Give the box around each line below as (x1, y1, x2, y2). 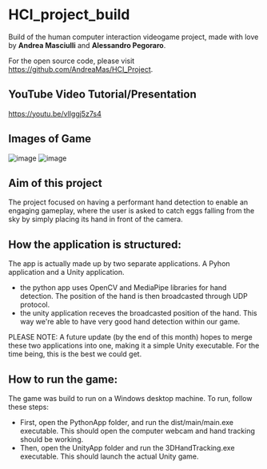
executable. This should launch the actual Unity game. (19, 451, 199, 461)
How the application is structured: (8, 237, 181, 251)
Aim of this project (8, 176, 102, 189)
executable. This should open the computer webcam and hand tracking (19, 426, 256, 435)
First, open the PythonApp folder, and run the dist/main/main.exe (19, 418, 234, 427)
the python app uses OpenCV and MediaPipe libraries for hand (19, 283, 227, 292)
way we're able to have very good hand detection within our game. (19, 317, 241, 327)
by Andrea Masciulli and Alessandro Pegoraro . (8, 40, 166, 50)
